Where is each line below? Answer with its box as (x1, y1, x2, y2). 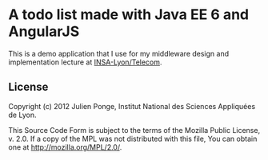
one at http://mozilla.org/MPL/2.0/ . (8, 142, 122, 152)
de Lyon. (8, 110, 37, 119)
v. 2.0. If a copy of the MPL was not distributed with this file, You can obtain (8, 134, 258, 143)
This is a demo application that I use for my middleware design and (8, 49, 230, 58)
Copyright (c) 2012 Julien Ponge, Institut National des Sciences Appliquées (8, 101, 256, 111)
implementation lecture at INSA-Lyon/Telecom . (8, 57, 162, 67)
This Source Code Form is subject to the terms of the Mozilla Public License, (8, 125, 261, 135)
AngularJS (8, 22, 80, 41)
